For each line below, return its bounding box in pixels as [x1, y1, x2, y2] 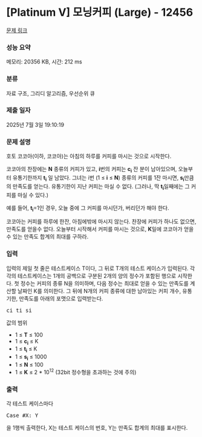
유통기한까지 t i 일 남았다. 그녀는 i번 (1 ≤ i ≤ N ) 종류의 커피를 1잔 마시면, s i [12, 173, 184, 183]
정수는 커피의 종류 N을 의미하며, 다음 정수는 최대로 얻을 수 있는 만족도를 [20, 279, 189, 287]
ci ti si [6, 306, 32, 314]
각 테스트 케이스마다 [6, 400, 53, 407]
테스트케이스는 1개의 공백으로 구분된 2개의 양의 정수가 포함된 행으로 [17, 272, 177, 279]
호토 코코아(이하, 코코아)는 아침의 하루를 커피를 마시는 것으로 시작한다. [6, 152, 172, 160]
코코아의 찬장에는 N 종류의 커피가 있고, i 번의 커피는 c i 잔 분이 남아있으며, [6, 166, 177, 174]
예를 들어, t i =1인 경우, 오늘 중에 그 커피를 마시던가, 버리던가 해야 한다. [6, 204, 169, 213]
